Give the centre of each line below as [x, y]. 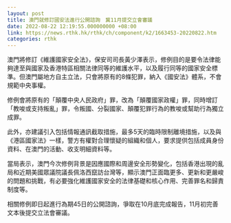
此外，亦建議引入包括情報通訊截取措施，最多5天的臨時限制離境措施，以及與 [114, 132]
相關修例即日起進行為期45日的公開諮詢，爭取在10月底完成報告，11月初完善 [113, 204]
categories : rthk [32, 39]
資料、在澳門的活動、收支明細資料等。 [61, 149]
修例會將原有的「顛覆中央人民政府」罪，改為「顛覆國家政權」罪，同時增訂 [112, 100]
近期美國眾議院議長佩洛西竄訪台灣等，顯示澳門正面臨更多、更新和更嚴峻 [121, 172]
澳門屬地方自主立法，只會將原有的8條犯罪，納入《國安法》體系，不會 [123, 77]
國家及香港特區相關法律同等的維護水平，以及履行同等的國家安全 [121, 68]
